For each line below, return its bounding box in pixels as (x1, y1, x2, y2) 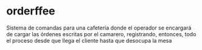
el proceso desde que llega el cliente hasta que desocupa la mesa (6, 37, 172, 44)
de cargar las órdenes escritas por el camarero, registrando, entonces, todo (6, 30, 197, 37)
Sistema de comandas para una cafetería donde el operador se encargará (6, 24, 192, 31)
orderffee (6, 4, 56, 18)
